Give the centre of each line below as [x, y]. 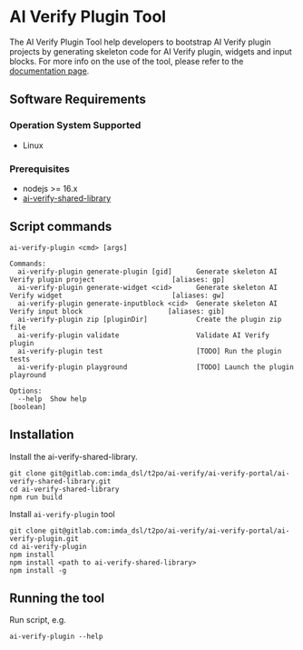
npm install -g [38, 570]
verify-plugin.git [44, 538]
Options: [26, 391]
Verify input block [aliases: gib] [117, 311]
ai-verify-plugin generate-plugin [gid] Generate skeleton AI [148, 271]
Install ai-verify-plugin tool [62, 514]
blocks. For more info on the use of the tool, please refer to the [127, 61]
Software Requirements [78, 100]
